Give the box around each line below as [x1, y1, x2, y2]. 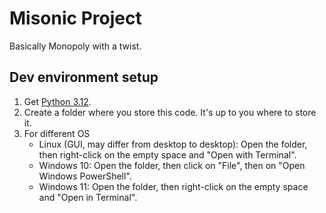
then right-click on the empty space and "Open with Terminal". [38, 148, 297, 161]
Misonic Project [9, 7, 142, 30]
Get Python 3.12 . [23, 95, 92, 107]
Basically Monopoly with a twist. [9, 40, 142, 52]
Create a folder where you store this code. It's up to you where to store [23, 106, 317, 118]
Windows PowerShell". [38, 170, 132, 182]
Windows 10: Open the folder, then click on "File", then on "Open [38, 159, 306, 171]
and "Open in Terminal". [38, 191, 138, 203]
